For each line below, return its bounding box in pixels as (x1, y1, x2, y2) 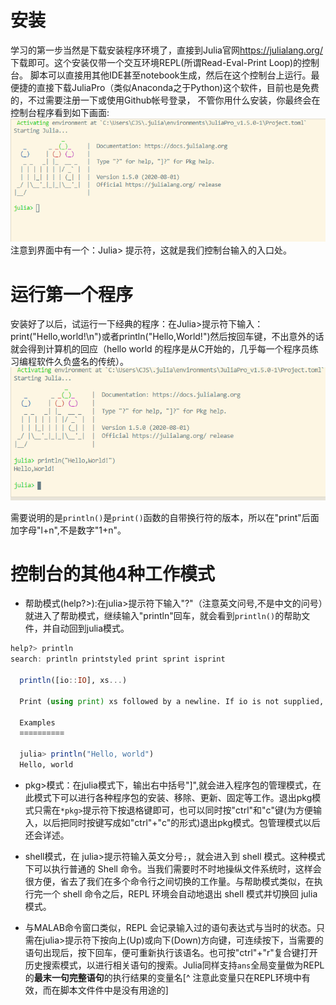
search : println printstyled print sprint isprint (10, 654, 226, 665)
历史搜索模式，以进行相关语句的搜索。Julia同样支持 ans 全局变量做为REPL (24, 959, 325, 971)
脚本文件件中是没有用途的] (59, 984, 169, 996)
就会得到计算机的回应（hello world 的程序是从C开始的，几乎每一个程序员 (10, 343, 310, 355)
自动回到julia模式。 (51, 622, 130, 635)
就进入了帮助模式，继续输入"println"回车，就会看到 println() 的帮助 (24, 610, 302, 622)
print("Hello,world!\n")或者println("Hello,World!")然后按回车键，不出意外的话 (10, 331, 325, 343)
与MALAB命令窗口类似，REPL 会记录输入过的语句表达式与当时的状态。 (24, 921, 317, 933)
